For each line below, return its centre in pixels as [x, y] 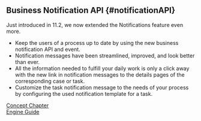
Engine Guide [23, 111]
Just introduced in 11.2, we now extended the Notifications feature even [95, 25]
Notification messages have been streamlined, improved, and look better [105, 55]
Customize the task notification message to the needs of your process [102, 87]
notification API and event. [48, 49]
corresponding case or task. [50, 81]
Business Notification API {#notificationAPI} [91, 10]
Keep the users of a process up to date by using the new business [97, 43]
